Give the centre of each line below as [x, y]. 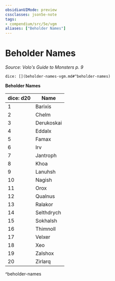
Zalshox [44, 253]
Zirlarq [43, 261]
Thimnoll [45, 229]
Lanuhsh [45, 172]
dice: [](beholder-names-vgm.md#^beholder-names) [58, 77]
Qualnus [45, 196]
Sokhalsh [46, 221]
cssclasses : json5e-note [31, 15]
